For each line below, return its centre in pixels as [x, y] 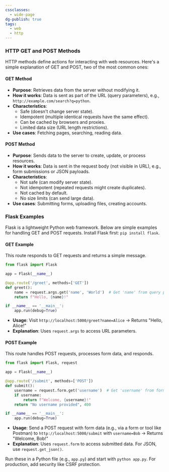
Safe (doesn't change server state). [57, 111]
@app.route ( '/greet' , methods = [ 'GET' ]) [47, 283]
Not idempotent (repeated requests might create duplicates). [83, 187]
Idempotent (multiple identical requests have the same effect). [84, 117]
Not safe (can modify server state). [56, 182]
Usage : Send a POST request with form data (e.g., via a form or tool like [87, 428]
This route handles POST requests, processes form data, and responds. [79, 354]
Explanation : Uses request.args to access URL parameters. [74, 331]
